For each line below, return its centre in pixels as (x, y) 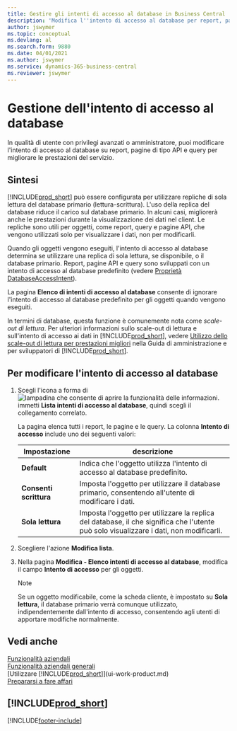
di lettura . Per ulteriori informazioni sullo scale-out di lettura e (108, 328)
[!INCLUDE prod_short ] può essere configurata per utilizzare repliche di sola (117, 197)
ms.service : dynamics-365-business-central (72, 67)
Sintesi (23, 180)
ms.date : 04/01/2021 (38, 54)
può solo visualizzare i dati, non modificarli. (151, 531)
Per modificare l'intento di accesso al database (113, 373)
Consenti (37, 488)
